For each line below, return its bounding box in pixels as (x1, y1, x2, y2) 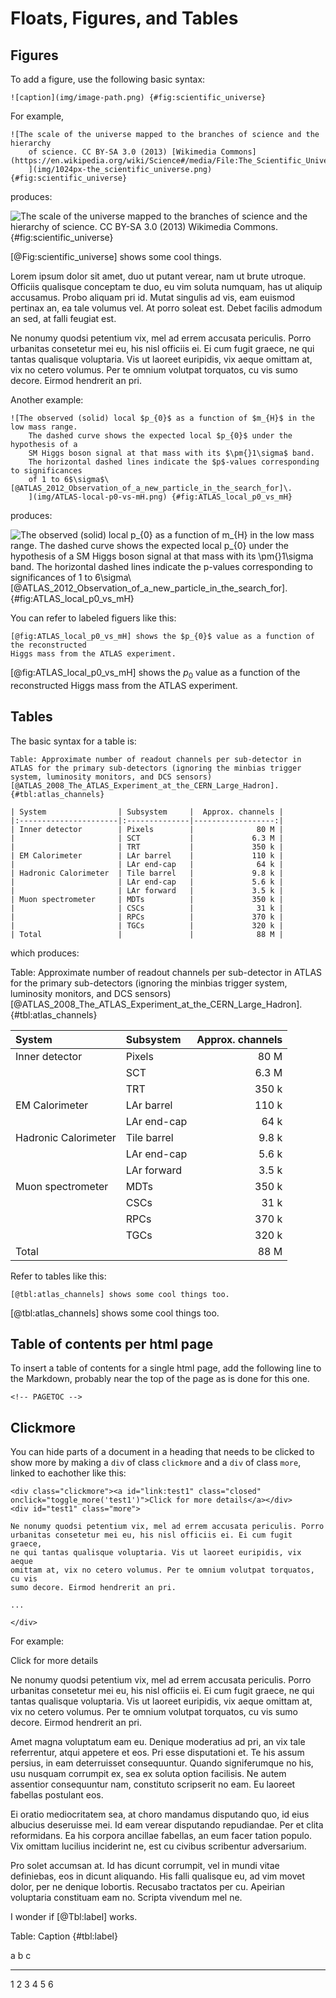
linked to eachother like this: (10, 1467, 127, 1479)
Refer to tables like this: (10, 1270, 107, 1282)
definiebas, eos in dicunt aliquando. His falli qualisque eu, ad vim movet (10, 1870, 305, 1882)
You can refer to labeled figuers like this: (10, 612, 177, 624)
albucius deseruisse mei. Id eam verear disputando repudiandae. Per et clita (10, 1819, 324, 1831)
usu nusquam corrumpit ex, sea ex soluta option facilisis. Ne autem (10, 1768, 287, 1780)
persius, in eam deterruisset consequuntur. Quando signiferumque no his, (10, 1757, 314, 1769)
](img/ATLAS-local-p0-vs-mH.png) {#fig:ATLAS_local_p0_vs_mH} (28, 492, 293, 502)
